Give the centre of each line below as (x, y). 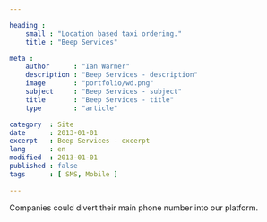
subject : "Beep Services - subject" (103, 91)
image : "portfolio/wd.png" (90, 83)
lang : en (38, 149)
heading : (28, 25)
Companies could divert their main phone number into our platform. (133, 208)
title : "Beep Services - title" (100, 99)
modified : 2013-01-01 (54, 158)
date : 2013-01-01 (54, 132)
